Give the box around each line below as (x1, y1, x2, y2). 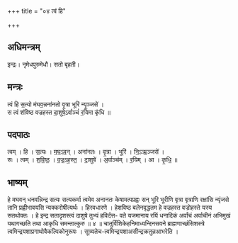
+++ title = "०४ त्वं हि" (7, 7, 66, 15)
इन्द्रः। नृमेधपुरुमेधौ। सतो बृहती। (7, 60, 80, 69)
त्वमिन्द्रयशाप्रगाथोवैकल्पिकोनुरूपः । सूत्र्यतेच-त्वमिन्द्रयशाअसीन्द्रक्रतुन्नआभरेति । (7, 227, 179, 236)
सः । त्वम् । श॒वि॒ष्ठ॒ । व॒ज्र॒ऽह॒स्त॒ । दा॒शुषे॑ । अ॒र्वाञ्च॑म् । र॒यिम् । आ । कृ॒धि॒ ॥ (7, 156, 178, 164)
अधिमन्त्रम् (7, 41, 40, 53)
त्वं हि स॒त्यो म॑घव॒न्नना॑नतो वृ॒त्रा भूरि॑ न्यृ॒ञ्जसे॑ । (7, 100, 104, 108)
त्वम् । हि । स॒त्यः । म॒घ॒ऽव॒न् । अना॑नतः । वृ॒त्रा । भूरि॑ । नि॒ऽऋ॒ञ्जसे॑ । (7, 147, 165, 156)
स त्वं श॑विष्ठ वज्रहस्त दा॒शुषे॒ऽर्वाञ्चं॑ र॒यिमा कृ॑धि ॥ (7, 108, 111, 116)
